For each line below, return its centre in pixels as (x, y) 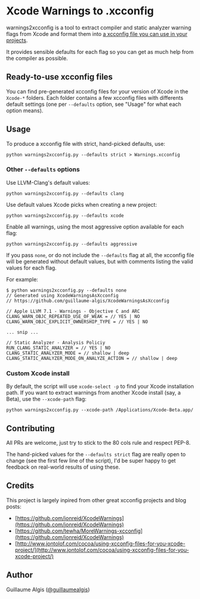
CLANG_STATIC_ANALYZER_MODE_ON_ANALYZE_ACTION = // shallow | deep (92, 358)
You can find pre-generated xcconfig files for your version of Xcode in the (97, 91)
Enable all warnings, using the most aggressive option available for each (95, 227)
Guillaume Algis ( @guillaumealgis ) (48, 589)
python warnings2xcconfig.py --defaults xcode (65, 216)
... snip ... (22, 332)
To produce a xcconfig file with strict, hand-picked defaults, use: (86, 143)
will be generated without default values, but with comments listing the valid (100, 261)
